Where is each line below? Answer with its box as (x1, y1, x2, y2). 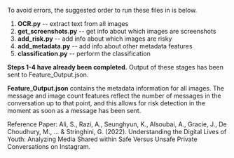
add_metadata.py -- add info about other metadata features (17, 42, 193, 50)
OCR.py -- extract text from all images (17, 20, 129, 27)
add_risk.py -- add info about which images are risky (17, 34, 172, 43)
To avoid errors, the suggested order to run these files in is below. (7, 6, 198, 14)
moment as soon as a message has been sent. (7, 107, 142, 114)
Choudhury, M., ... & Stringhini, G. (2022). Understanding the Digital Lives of (7, 128, 227, 136)
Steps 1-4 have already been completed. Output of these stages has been (7, 63, 224, 71)
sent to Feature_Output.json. (7, 70, 89, 79)
